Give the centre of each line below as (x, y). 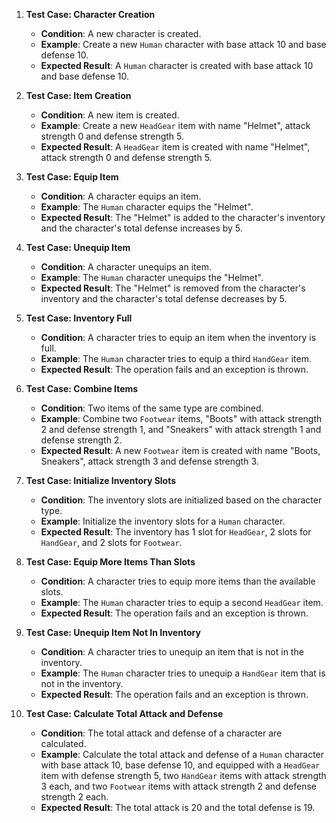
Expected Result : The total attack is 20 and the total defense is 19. (178, 807)
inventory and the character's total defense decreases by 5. (164, 298)
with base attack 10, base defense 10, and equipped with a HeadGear (180, 765)
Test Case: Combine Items (82, 388)
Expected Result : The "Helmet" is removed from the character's (173, 288)
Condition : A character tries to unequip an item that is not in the (172, 652)
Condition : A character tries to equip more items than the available (178, 581)
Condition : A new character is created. (121, 33)
